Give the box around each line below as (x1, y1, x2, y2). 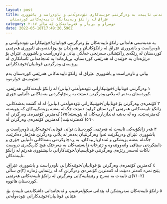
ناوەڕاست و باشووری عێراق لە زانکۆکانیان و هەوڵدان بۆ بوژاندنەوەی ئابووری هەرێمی (5, 45, 161, 51)
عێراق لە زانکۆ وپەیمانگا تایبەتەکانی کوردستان (10, 16, 109, 21)
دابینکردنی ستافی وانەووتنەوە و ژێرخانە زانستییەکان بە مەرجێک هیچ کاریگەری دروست (5, 142, 162, 148)
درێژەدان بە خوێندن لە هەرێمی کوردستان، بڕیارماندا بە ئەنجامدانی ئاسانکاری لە (5, 55, 150, 61)
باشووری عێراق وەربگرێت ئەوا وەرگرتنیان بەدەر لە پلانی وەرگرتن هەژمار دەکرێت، (5, 131, 156, 137)
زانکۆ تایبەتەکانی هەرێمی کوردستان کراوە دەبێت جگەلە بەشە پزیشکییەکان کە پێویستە (5, 106, 161, 112)
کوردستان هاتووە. (5, 178, 38, 184)
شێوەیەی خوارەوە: (5, 76, 40, 82)
